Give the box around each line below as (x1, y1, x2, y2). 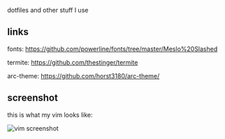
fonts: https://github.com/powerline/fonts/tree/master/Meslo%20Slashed (7, 45, 218, 53)
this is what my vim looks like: (7, 110, 93, 119)
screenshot (7, 92, 58, 104)
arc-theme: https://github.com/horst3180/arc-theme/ (7, 71, 160, 80)
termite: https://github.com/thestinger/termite (7, 58, 138, 66)
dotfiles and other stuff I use (7, 6, 89, 14)
